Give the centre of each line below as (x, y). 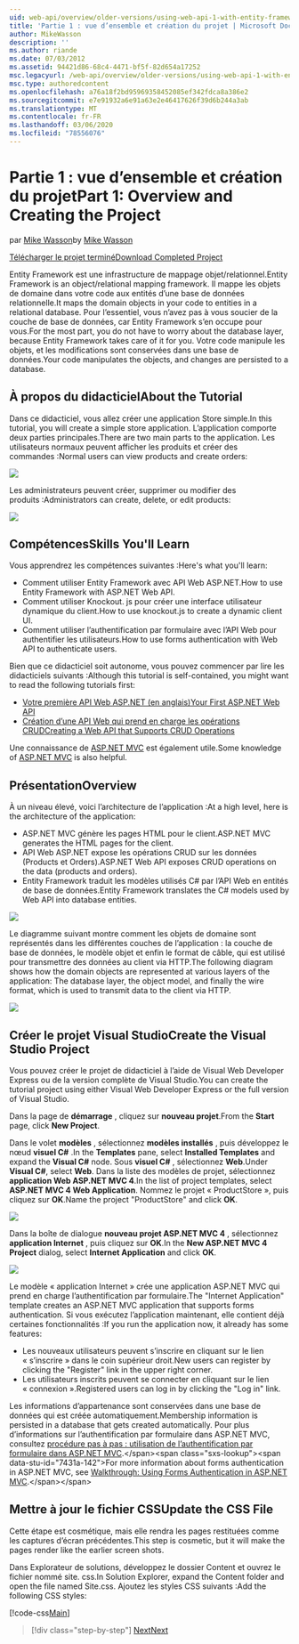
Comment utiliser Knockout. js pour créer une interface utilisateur (142, 602)
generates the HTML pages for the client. (97, 843)
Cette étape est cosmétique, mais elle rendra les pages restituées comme (144, 1531)
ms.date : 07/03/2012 (48, 59)
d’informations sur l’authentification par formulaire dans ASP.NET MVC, (140, 1435)
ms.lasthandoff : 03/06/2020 (61, 126)
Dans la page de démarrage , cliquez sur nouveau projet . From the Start (142, 1116)
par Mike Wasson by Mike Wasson (71, 239)
